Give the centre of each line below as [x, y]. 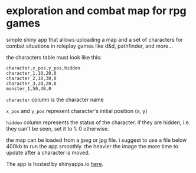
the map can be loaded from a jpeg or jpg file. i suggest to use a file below [97, 140]
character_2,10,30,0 [32, 78]
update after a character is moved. [48, 152]
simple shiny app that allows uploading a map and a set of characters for [94, 39]
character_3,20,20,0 [32, 84]
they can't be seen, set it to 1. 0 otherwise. [58, 128]
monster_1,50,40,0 [29, 89]
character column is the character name [55, 99]
